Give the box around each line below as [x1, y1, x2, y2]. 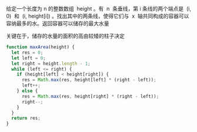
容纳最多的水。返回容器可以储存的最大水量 [6, 20, 109, 27]
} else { [16, 88, 38, 94]
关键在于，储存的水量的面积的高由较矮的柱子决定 [6, 32, 125, 39]
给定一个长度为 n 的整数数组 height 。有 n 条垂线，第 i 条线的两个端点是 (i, [6, 5, 191, 12]
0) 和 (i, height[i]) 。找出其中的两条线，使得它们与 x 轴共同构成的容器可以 [6, 12, 189, 19]
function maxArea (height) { [6, 44, 75, 50]
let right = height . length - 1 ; [11, 61, 91, 67]
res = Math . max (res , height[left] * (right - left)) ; [21, 77, 157, 83]
